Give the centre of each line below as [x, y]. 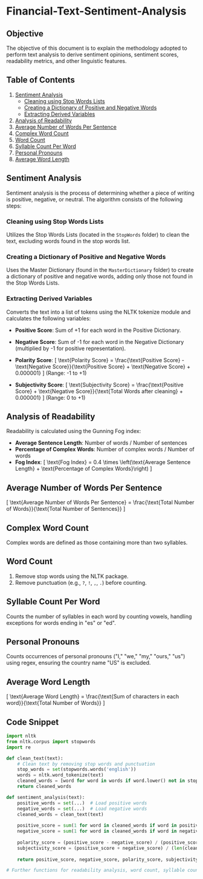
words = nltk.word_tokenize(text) [60, 775]
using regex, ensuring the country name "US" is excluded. [79, 663]
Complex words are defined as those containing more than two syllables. [97, 542]
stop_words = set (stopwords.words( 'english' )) [77, 770]
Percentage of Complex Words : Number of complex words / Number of [105, 450]
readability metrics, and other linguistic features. [66, 61]
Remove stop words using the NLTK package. [72, 576]
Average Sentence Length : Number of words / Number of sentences [101, 443]
